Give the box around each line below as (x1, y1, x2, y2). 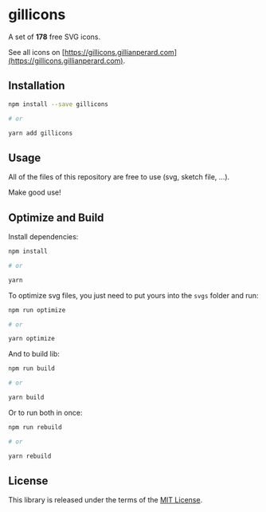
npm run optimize (8, 305, 66, 314)
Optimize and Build (8, 211, 104, 224)
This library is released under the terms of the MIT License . (8, 495, 203, 505)
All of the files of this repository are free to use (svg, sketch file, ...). (8, 172, 230, 182)
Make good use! (8, 187, 61, 197)
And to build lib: (8, 349, 60, 359)
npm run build (8, 364, 56, 372)
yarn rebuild (8, 452, 52, 460)
